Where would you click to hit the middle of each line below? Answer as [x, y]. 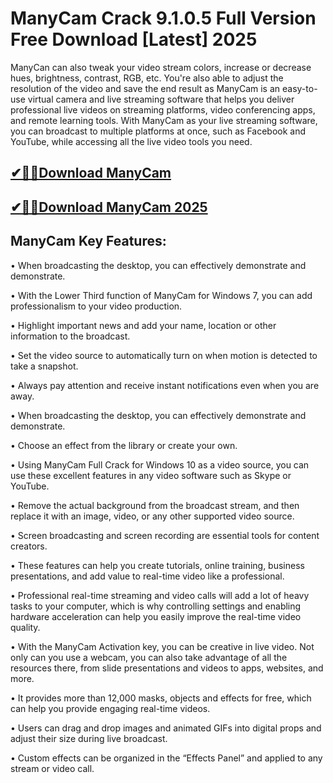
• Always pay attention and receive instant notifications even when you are [165, 385]
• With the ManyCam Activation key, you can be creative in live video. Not [162, 646]
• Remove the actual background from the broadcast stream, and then [155, 505]
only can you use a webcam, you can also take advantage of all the [149, 657]
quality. [25, 627]
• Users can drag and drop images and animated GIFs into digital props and [166, 728]
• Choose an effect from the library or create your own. [124, 445]
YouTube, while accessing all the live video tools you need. [131, 141]
